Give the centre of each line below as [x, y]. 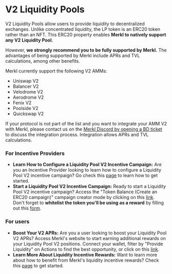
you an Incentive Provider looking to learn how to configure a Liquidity [87, 170]
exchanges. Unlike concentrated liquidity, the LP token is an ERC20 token [83, 29]
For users [17, 222]
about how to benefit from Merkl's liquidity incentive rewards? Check [86, 260]
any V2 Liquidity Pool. [29, 40]
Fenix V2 [22, 103]
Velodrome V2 [28, 92]
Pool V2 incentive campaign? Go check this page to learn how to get [85, 175]
